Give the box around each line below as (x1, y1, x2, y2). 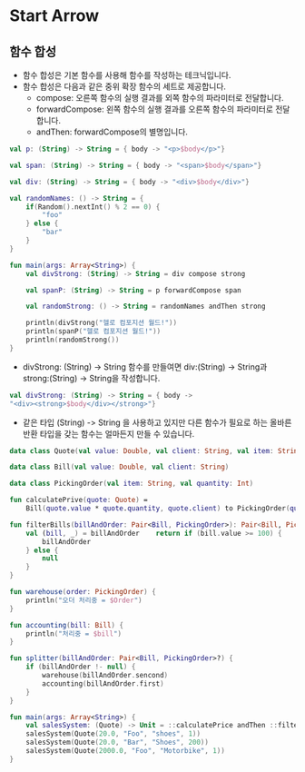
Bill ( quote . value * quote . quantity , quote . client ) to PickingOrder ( (25, 504, 290, 513)
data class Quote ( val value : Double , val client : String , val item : (9, 446, 274, 455)
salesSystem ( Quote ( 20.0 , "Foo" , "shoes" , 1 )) (25, 729, 202, 738)
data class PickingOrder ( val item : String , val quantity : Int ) (9, 479, 254, 489)
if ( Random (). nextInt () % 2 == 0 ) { (25, 202, 161, 212)
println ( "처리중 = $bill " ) (25, 628, 123, 638)
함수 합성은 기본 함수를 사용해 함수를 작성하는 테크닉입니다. (22, 70, 231, 80)
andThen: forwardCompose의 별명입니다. (35, 126, 189, 137)
